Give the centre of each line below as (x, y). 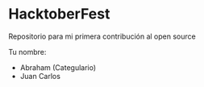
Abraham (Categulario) (58, 67)
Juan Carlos (40, 76)
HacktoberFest (59, 14)
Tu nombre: (27, 52)
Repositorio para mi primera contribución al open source (102, 36)
